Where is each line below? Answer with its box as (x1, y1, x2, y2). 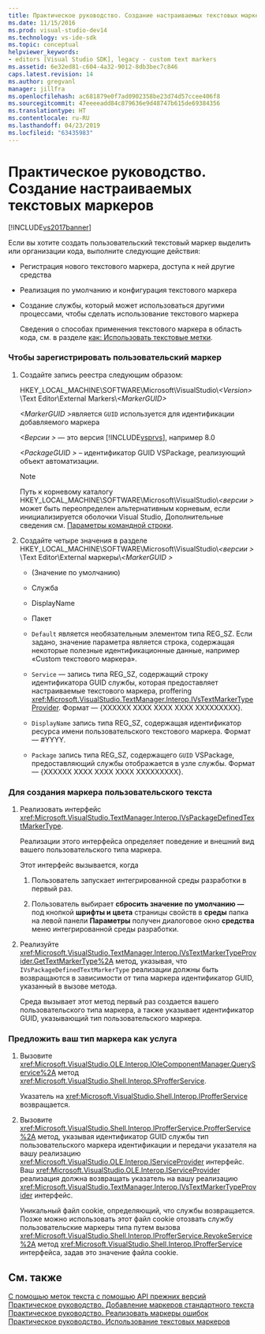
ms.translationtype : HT (8, 107, 87, 115)
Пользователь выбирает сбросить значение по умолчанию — (31, 899, 244, 909)
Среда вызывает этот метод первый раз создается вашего (19, 997, 219, 1007)
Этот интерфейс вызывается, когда (19, 861, 140, 870)
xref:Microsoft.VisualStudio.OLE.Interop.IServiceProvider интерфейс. (19, 1157, 244, 1167)
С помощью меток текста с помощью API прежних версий (8, 1291, 207, 1302)
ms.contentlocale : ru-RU (8, 114, 90, 122)
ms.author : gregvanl (8, 77, 77, 85)
